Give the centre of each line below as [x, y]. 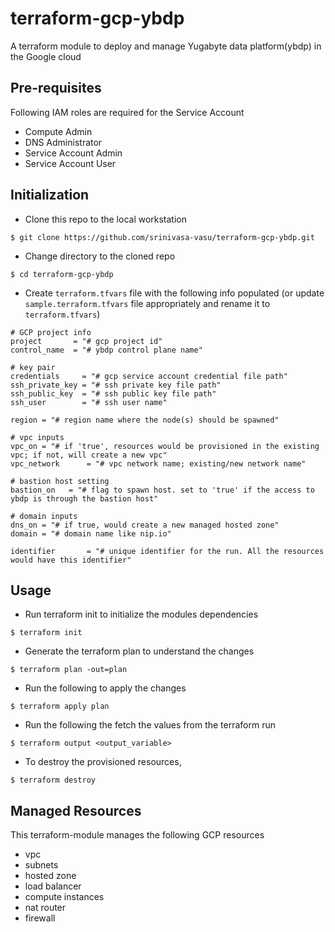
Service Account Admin [73, 153]
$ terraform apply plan [60, 707]
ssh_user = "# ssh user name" [89, 402]
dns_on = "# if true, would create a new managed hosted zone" [145, 525]
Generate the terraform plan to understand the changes [139, 651]
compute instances [64, 897]
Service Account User [70, 163]
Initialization [50, 195]
